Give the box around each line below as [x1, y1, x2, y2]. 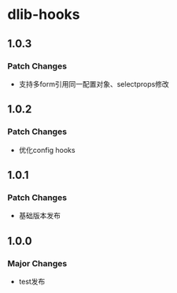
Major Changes [7, 258, 68, 269]
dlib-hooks [7, 6, 80, 24]
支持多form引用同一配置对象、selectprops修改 [18, 79, 170, 88]
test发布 [18, 276, 46, 286]
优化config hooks [18, 145, 76, 154]
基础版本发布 [18, 211, 61, 221]
